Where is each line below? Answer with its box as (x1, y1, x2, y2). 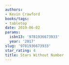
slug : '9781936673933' (5, 43, 51, 48)
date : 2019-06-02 (5, 25, 40, 30)
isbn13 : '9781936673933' (9, 35, 60, 40)
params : (5, 30, 21, 35)
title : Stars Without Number (5, 52, 64, 58)
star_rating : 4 (5, 48, 36, 53)
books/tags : (5, 16, 29, 21)
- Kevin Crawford (5, 12, 40, 17)
